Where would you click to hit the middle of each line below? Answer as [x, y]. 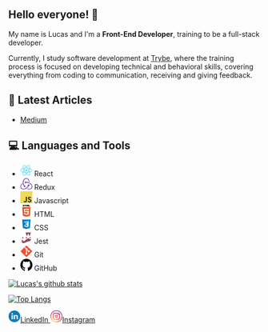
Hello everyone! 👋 [53, 15]
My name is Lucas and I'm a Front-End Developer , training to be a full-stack [134, 34]
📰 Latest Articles [50, 100]
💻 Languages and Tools [69, 146]
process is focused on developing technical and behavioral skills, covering [131, 66]
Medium [34, 119]
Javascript [52, 201]
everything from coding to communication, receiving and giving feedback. [130, 75]
